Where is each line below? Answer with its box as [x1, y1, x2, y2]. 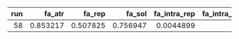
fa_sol [126, 9, 147, 18]
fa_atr [43, 9, 65, 18]
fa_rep [83, 9, 106, 18]
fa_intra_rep [154, 9, 196, 18]
